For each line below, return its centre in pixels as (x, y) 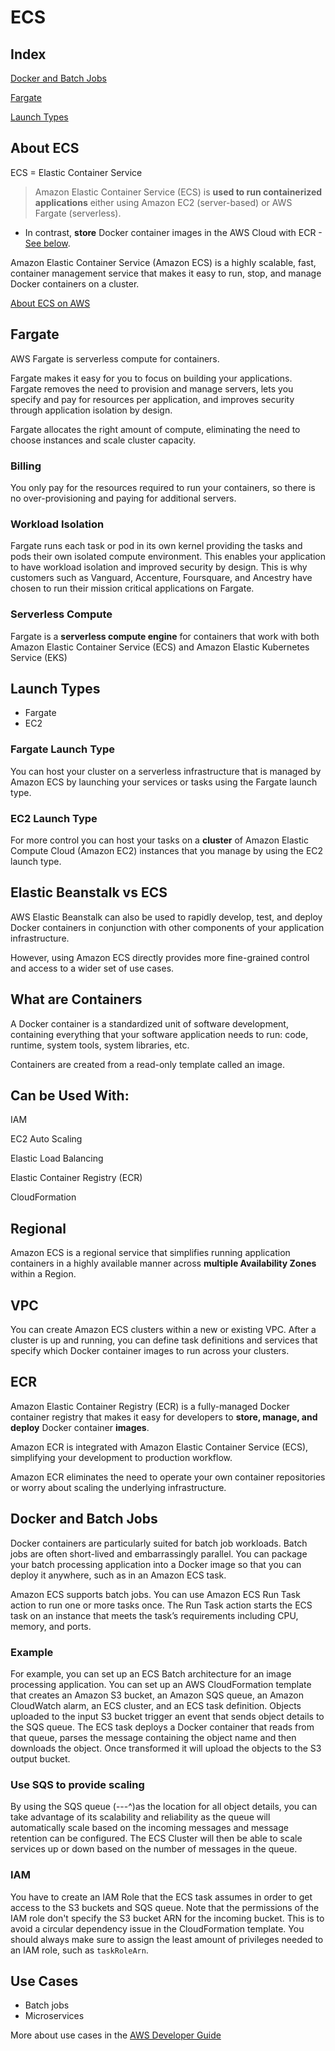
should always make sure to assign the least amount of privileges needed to (167, 1939)
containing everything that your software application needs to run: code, (159, 1034)
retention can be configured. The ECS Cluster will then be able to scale (156, 1838)
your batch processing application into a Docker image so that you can (156, 1564)
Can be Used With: (70, 1095)
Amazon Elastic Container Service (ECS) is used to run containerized (178, 192)
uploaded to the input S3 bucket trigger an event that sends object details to (167, 1716)
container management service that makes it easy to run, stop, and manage (166, 273)
